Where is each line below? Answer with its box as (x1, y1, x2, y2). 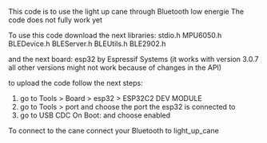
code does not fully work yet (8, 15, 102, 25)
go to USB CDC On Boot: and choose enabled (19, 110, 171, 120)
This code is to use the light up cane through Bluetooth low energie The (8, 7, 245, 16)
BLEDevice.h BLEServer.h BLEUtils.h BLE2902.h (8, 39, 166, 48)
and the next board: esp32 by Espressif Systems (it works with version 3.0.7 (8, 55, 259, 64)
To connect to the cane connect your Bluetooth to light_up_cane (8, 126, 220, 135)
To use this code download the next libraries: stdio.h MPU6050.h (8, 31, 222, 40)
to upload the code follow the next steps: (8, 79, 143, 87)
